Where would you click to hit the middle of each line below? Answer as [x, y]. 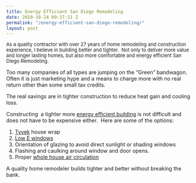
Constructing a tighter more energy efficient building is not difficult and [94, 114]
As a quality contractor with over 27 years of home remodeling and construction [96, 45]
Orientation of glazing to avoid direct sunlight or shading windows [95, 145]
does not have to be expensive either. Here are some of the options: [90, 121]
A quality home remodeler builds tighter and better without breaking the [94, 169]
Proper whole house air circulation [57, 157]
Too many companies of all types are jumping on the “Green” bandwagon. [97, 72]
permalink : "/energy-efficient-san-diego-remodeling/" [75, 23]
